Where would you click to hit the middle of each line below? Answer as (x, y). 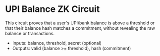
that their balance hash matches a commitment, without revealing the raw (80, 28)
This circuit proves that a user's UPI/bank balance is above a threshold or (80, 23)
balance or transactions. (30, 33)
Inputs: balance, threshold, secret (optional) (57, 43)
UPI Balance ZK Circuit (53, 9)
